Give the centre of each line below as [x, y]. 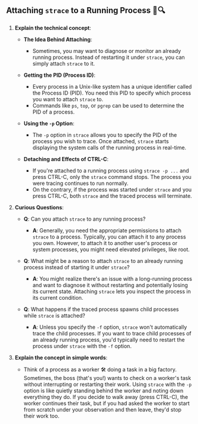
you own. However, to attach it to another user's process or [105, 243]
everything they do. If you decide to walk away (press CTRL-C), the [106, 397]
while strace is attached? [54, 315]
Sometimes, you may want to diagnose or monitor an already [107, 51]
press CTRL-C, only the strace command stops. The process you [112, 177]
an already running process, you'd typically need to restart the [108, 340]
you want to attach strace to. [68, 99]
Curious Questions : [39, 207]
